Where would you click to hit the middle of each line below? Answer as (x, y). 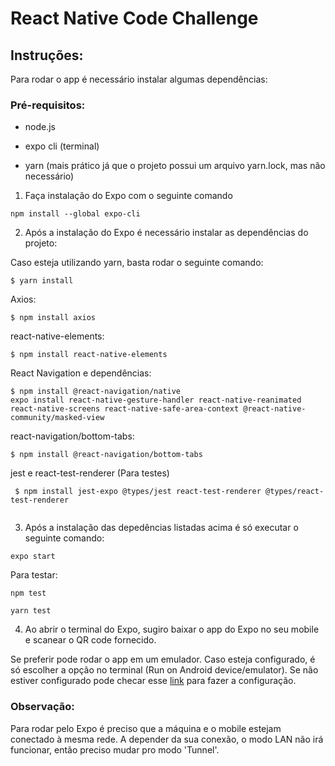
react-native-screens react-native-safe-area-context (125, 409)
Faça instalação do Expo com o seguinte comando (128, 196)
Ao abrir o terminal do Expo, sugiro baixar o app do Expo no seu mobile (172, 629)
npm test (28, 593)
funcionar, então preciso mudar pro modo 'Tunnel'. (115, 749)
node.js (40, 127)
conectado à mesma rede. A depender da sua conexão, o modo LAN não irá (167, 739)
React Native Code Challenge (134, 18)
